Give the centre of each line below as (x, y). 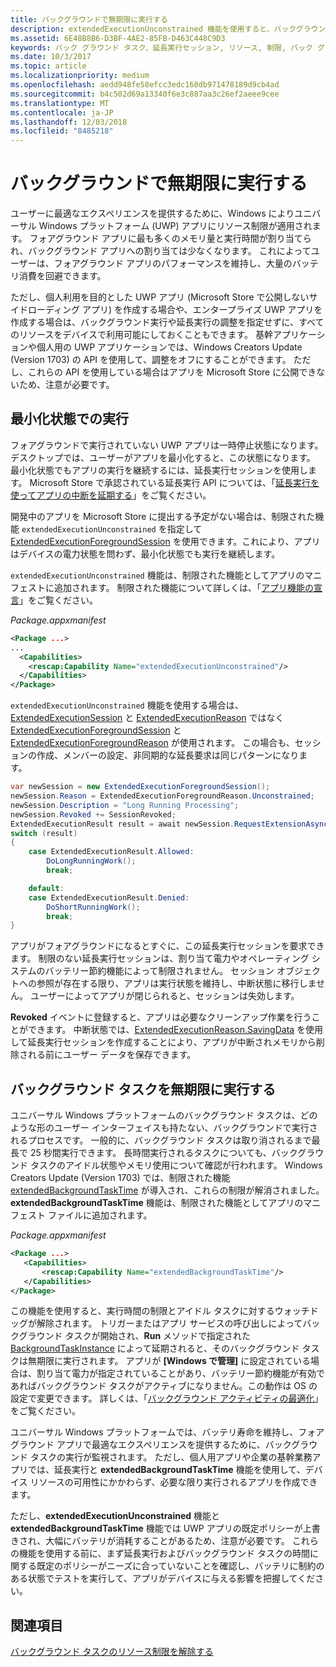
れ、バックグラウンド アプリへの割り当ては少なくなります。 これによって (161, 251)
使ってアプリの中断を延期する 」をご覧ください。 (111, 495)
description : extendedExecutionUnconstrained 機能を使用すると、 (142, 29)
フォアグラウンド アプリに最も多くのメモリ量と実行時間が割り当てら (170, 238)
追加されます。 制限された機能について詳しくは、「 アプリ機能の (184, 587)
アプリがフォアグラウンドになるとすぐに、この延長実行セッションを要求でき (167, 946)
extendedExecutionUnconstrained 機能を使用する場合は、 (127, 705)
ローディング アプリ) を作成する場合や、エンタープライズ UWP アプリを (175, 310)
